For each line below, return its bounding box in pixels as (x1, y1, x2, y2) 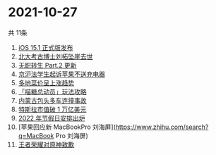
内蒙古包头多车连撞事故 (18, 96, 87, 104)
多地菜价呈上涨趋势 (18, 78, 75, 87)
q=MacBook (18, 131, 54, 139)
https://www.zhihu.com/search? (115, 123, 209, 131)
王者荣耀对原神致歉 (18, 140, 75, 149)
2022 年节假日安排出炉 (18, 113, 85, 122)
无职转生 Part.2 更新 (18, 61, 77, 69)
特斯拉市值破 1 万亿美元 (18, 105, 87, 113)
